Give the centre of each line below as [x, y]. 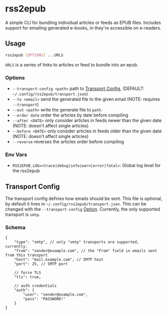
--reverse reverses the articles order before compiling [68, 141]
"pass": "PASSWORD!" [44, 299]
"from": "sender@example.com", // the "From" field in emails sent [85, 251]
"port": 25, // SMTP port [41, 264]
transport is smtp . [23, 214]
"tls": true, [28, 277]
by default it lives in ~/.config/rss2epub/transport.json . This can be [76, 204]
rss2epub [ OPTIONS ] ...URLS [34, 55]
